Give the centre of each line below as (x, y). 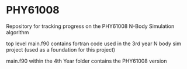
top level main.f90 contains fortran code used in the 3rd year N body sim (93, 43)
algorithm (18, 32)
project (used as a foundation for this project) (61, 49)
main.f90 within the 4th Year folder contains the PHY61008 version (86, 61)
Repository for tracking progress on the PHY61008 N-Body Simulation (90, 26)
